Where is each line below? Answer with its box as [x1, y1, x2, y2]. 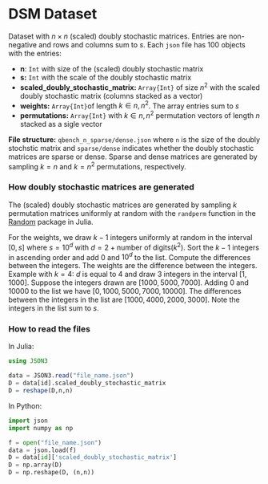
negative [8, 39, 38, 49]
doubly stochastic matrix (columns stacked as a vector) [19, 91, 203, 100]
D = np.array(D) [8, 461, 62, 470]
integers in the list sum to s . [8, 303, 99, 313]
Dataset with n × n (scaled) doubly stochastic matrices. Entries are [8, 31, 227, 41]
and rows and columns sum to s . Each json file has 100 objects [38, 39, 246, 49]
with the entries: [8, 48, 62, 58]
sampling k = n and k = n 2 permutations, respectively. [8, 160, 186, 171]
